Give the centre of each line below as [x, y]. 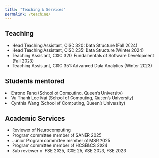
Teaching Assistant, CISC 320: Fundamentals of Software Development [83, 56]
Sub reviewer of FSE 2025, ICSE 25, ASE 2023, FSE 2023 [69, 150]
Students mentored [35, 81]
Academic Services [35, 118]
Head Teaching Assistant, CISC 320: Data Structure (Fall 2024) [75, 45]
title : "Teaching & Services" [36, 9]
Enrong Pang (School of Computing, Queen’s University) [67, 93]
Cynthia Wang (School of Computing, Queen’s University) [68, 103]
